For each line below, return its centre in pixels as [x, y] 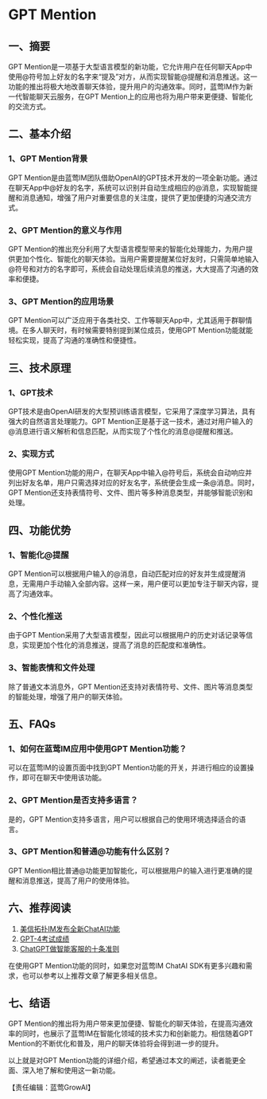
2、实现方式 [31, 453]
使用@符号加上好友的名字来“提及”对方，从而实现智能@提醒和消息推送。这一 [133, 77]
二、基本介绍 [40, 134]
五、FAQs [32, 724]
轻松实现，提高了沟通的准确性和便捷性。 [74, 340]
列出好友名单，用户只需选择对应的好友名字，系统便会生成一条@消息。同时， [133, 483]
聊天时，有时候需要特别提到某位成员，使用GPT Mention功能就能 [148, 330]
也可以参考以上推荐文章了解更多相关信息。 [91, 975]
